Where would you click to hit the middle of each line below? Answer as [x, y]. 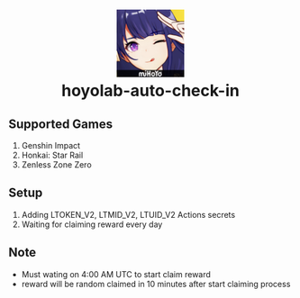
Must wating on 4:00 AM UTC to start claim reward [116, 274]
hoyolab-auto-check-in [150, 91]
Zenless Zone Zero [56, 165]
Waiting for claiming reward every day [92, 224]
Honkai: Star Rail [52, 155]
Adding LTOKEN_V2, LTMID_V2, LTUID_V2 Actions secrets [128, 214]
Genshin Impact [51, 145]
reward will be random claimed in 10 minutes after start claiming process [156, 284]
